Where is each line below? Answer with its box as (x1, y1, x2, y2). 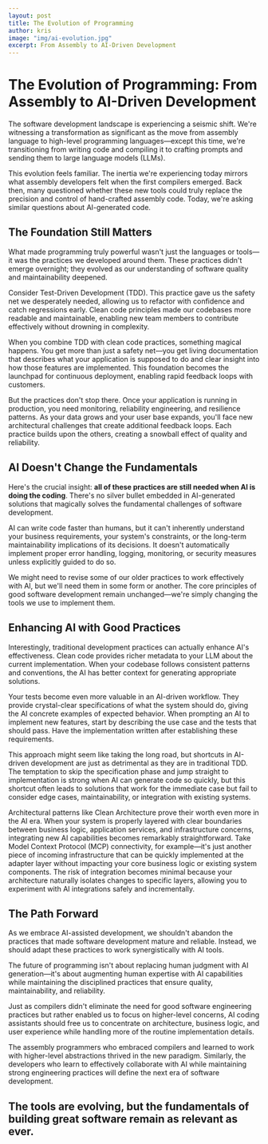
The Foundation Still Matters (8, 225, 153, 240)
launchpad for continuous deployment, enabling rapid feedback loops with (8, 371, 254, 380)
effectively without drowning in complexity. (8, 321, 150, 332)
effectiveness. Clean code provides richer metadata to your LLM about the (8, 650, 254, 660)
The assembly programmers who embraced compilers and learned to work (8, 1043, 255, 1052)
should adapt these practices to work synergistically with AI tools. (8, 945, 225, 955)
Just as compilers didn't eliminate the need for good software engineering (8, 1002, 252, 1011)
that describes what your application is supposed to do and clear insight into (8, 354, 260, 363)
